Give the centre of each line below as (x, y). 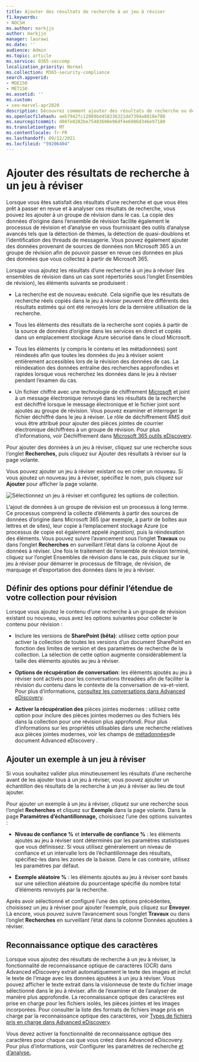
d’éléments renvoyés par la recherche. (61, 890)
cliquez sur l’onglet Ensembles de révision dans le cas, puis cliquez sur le (95, 557)
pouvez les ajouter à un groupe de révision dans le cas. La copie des (90, 214)
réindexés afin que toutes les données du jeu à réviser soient (89, 355)
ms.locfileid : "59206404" (38, 144)
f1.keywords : (22, 17)
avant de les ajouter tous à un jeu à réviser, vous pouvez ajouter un (88, 780)
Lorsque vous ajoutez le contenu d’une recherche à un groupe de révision (96, 612)
